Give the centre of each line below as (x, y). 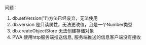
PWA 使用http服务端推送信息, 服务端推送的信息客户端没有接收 (77, 37)
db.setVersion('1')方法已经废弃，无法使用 (55, 18)
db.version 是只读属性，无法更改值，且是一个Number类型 (72, 25)
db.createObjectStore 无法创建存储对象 (53, 31)
